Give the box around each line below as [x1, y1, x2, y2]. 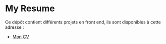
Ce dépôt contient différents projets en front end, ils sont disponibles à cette [5, 19, 161, 25]
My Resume [5, 3, 55, 14]
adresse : [5, 24, 24, 30]
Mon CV [12, 34, 29, 40]
